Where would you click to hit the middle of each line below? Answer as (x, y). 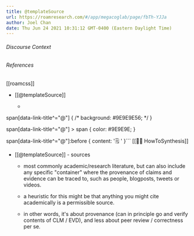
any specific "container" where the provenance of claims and (98, 172)
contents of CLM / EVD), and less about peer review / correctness (103, 220)
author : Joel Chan (29, 22)
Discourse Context (29, 47)
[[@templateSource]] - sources (52, 155)
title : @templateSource (35, 12)
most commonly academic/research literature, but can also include (104, 166)
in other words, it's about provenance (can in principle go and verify (106, 214)
